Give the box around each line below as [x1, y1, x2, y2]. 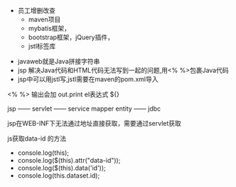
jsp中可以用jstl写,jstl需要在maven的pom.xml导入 [17, 75, 159, 84]
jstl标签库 [28, 42, 56, 50]
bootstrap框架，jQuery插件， [28, 33, 114, 41]
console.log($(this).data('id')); [17, 163, 107, 172]
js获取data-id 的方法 [7, 134, 67, 143]
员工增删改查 [17, 6, 55, 14]
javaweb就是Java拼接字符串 [17, 57, 100, 66]
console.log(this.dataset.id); [17, 171, 100, 180]
